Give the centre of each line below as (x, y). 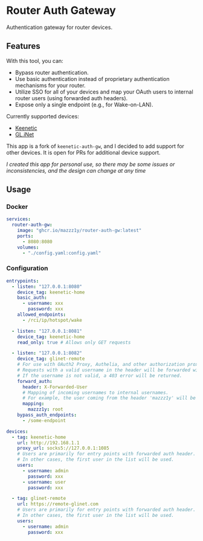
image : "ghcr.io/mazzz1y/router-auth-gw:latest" (79, 231)
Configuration (27, 268)
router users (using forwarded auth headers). (71, 98)
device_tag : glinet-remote (51, 359)
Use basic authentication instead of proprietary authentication (92, 78)
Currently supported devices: (43, 116)
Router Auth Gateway (61, 11)
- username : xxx (43, 303)
